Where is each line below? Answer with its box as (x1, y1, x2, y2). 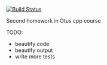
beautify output (14, 47, 53, 54)
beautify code (14, 41, 50, 47)
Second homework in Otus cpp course (6, 17, 101, 24)
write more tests (14, 53, 56, 60)
